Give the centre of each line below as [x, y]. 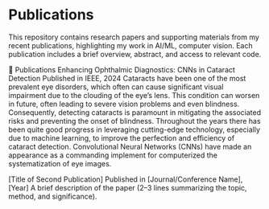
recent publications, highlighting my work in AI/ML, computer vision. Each [131, 45]
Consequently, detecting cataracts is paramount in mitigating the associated [135, 112]
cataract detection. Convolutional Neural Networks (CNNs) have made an [130, 146]
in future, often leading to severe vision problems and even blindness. [124, 104]
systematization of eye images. [60, 163]
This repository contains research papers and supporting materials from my [134, 37]
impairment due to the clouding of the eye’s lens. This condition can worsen [134, 95]
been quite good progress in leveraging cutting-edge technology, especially [134, 129]
